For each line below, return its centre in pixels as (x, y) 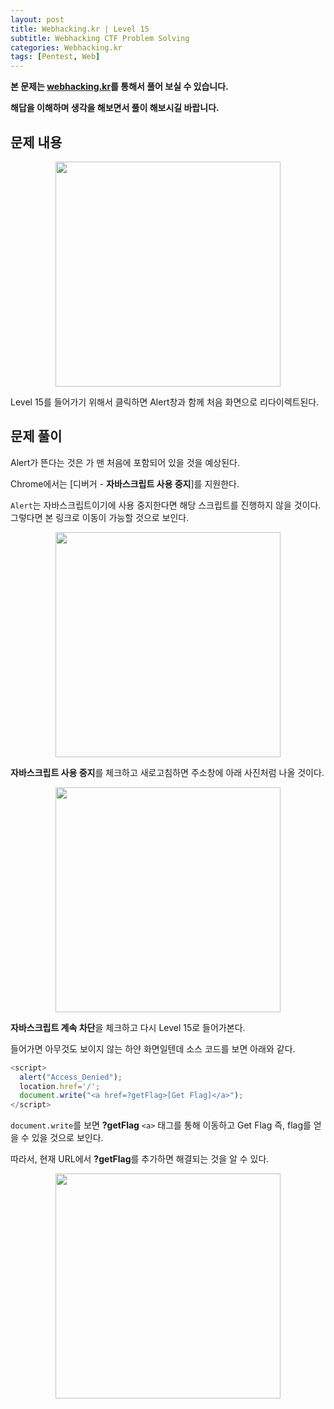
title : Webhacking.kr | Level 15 (80, 29)
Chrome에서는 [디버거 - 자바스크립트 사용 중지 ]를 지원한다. (125, 483)
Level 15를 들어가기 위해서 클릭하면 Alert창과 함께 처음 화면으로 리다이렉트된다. (165, 402)
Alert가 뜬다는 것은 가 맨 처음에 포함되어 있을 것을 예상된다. (125, 462)
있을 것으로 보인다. (67, 1138)
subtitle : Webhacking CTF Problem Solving (100, 38)
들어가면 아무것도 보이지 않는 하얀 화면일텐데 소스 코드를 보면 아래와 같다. (153, 1048)
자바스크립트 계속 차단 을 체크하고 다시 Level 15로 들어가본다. (128, 1027)
